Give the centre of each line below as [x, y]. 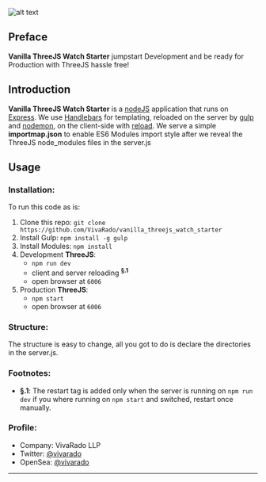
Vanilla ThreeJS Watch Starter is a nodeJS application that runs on [118, 109]
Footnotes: [30, 373]
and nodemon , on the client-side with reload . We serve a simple [112, 125]
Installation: [32, 189]
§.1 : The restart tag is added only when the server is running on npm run [136, 390]
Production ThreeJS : [54, 289]
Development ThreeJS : [58, 254]
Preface [28, 37]
